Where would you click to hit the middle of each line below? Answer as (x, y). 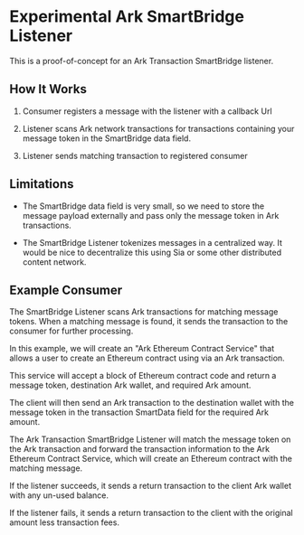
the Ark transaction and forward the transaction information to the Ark (139, 449)
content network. (54, 262)
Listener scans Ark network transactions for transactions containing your (158, 128)
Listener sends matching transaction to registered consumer (135, 155)
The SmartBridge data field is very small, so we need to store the (143, 206)
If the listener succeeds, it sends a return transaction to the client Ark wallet (151, 486)
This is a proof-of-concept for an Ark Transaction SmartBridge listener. (142, 61)
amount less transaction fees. (65, 522)
